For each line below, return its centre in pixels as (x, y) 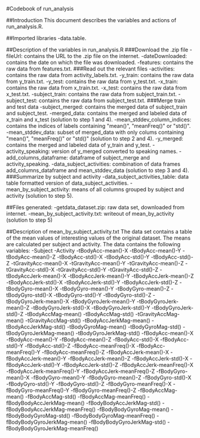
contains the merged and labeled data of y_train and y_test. (79, 145)
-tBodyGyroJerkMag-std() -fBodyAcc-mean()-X (135, 333)
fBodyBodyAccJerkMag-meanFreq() (51, 409)
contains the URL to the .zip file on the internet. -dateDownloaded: (105, 56)
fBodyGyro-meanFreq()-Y (38, 390)
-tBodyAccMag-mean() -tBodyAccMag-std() (79, 314)
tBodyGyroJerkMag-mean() (40, 333)
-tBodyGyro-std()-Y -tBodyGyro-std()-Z (102, 295)
